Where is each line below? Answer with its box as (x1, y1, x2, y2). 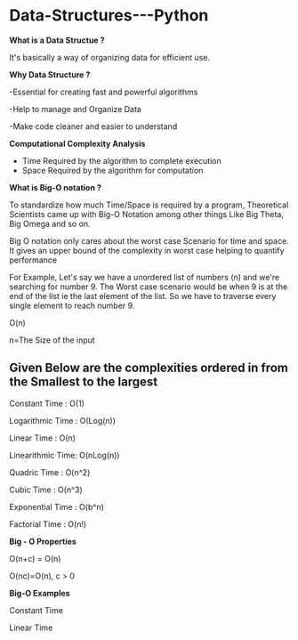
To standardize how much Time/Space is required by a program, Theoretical (9, 199, 289, 210)
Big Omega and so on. (9, 218, 91, 229)
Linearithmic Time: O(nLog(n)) (9, 450, 120, 460)
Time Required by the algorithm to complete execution (21, 155, 222, 166)
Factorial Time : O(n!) (9, 518, 87, 530)
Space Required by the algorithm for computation (21, 165, 204, 175)
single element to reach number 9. (9, 300, 135, 311)
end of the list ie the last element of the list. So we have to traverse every (9, 290, 277, 301)
